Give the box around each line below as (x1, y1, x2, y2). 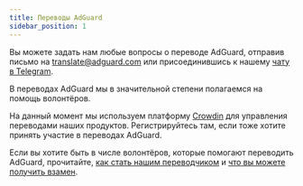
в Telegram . (9, 65, 54, 77)
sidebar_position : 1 (9, 22, 87, 31)
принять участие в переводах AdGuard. (9, 129, 162, 140)
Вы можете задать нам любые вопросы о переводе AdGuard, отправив (9, 46, 285, 57)
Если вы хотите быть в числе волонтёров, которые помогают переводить (9, 146, 294, 158)
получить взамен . (9, 166, 78, 177)
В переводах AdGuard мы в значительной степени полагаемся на (9, 83, 263, 94)
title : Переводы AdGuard (9, 13, 103, 23)
